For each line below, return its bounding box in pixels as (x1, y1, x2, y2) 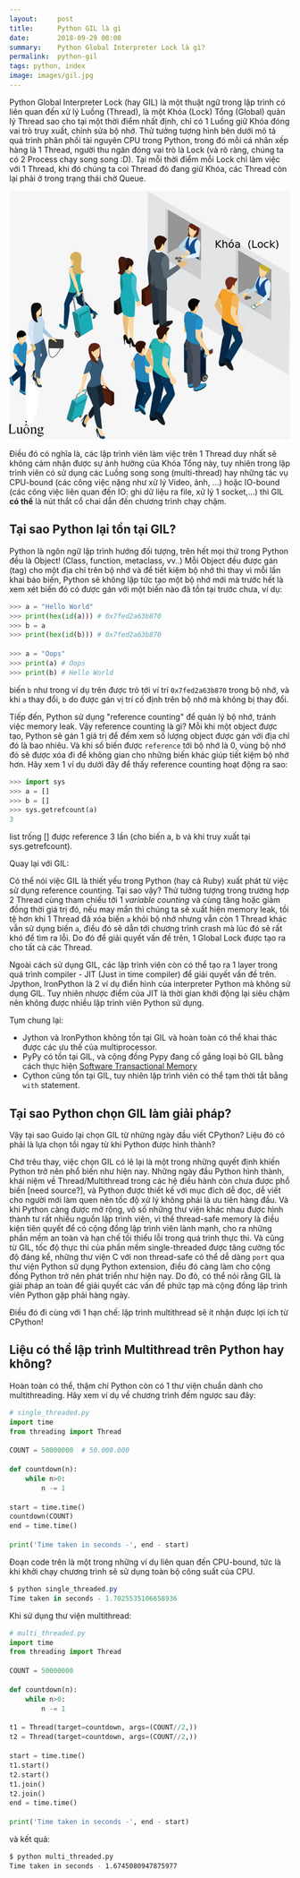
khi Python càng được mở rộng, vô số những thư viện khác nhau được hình (9, 1204, 284, 1214)
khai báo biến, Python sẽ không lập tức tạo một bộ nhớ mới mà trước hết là (9, 574, 284, 585)
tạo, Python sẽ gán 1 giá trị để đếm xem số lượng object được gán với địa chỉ (9, 730, 290, 741)
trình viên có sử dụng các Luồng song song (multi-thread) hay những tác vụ (9, 467, 288, 478)
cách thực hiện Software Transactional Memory (21, 1061, 198, 1072)
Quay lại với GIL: (9, 858, 70, 869)
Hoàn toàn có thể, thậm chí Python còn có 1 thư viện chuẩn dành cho (9, 1380, 263, 1391)
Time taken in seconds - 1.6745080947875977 (9, 1861, 178, 1871)
